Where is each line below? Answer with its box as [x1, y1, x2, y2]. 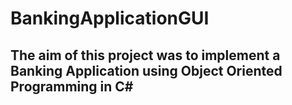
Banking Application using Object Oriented [10, 62, 283, 79]
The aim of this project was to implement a [10, 47, 281, 64]
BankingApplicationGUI [10, 7, 210, 30]
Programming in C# [10, 78, 134, 95]
